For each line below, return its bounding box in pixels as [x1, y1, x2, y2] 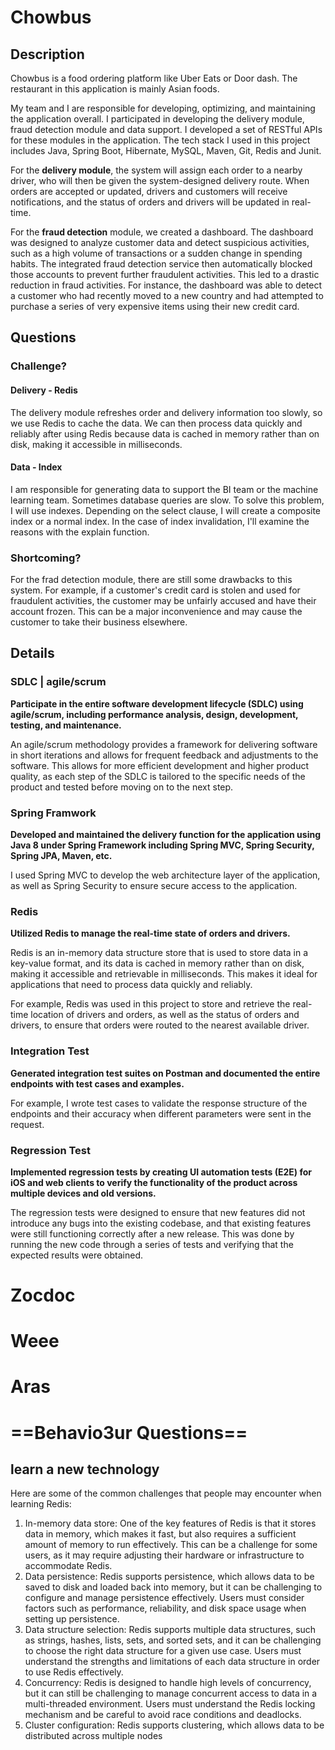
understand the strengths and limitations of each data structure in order [24, 1656, 321, 1668]
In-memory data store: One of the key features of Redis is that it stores [24, 1517, 317, 1530]
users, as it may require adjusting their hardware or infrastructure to [24, 1549, 305, 1561]
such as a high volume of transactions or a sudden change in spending [10, 247, 303, 259]
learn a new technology [10, 1461, 160, 1478]
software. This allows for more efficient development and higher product [10, 759, 310, 771]
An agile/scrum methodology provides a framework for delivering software [10, 738, 318, 750]
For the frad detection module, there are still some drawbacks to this [10, 574, 293, 586]
